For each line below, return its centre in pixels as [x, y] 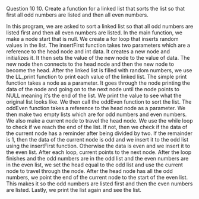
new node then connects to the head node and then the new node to [90, 64]
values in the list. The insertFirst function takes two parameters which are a [98, 45]
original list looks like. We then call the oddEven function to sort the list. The [99, 102]
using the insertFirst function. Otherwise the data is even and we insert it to [98, 146]
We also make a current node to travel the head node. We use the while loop [99, 121]
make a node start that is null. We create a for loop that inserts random [93, 39]
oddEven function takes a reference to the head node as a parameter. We [96, 108]
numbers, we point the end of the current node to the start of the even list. [97, 177]
